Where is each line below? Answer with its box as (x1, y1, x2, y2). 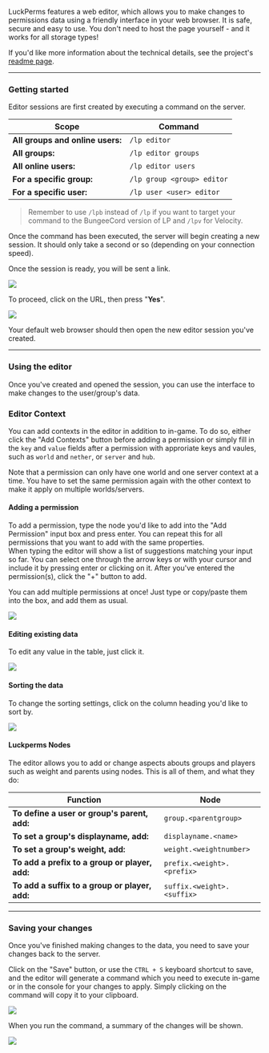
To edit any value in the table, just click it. (8, 647, 145, 657)
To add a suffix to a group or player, (12, 880, 152, 891)
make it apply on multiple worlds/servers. (8, 484, 145, 494)
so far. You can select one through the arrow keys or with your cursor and (8, 555, 252, 565)
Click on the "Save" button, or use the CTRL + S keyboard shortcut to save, (8, 965, 254, 974)
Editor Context (8, 408, 66, 419)
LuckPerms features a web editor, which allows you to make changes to (8, 7, 246, 16)
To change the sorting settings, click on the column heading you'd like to (8, 698, 248, 708)
